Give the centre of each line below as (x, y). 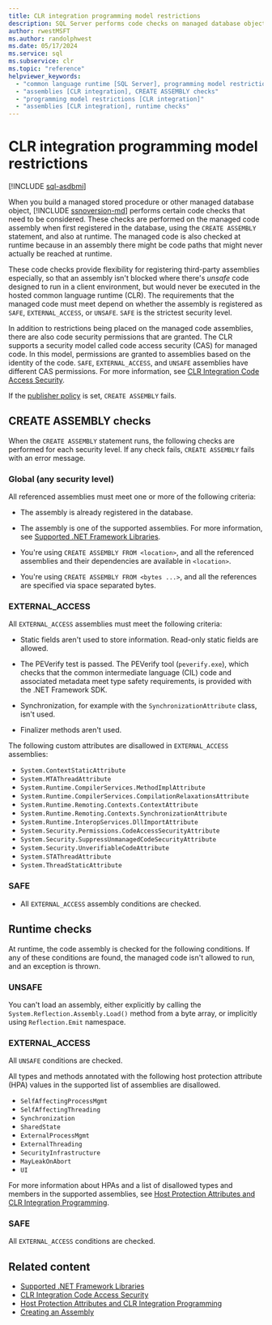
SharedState (40, 1127)
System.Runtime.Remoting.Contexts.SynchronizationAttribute (123, 814)
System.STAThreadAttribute (66, 857)
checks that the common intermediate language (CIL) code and (126, 673)
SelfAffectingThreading (60, 1110)
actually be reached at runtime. (60, 254)
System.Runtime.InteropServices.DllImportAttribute (109, 823)
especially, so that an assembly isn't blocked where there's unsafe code (129, 278)
